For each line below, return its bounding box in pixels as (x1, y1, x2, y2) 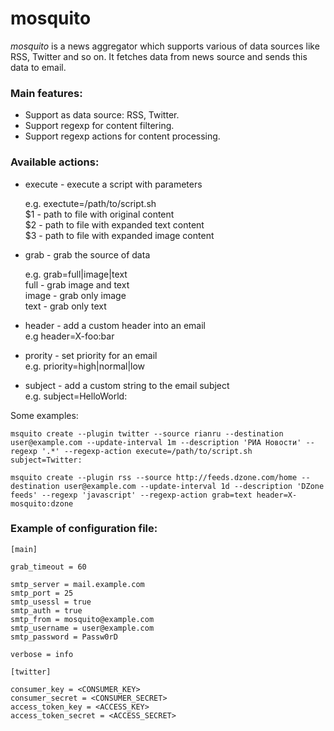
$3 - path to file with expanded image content (24, 229, 215, 241)
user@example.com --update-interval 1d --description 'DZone (63, 481, 325, 491)
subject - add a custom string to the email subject (24, 379, 230, 391)
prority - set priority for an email (24, 349, 158, 361)
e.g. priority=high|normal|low (24, 360, 146, 372)
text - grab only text (24, 300, 107, 312)
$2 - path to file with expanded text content (24, 218, 205, 231)
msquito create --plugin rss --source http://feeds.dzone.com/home (10, 472, 298, 482)
